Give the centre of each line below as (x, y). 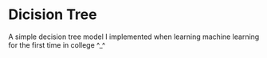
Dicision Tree (53, 15)
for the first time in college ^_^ (57, 44)
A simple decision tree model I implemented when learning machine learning (134, 37)
